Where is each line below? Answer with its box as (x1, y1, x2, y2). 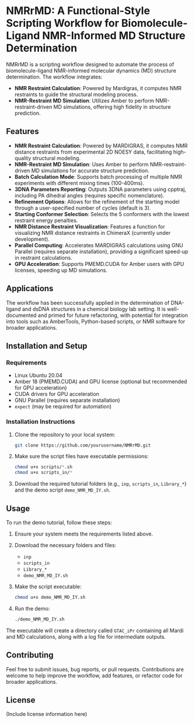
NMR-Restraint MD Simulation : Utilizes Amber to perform (14, 97, 155, 104)
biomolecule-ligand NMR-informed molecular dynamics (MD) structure (6, 67, 176, 74)
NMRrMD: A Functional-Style (6, 4, 151, 18)
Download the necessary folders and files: (14, 541, 117, 548)
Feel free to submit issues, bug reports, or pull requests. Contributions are (6, 666, 184, 673)
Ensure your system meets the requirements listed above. (14, 530, 154, 537)
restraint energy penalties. (14, 217, 78, 224)
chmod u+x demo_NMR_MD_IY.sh (14, 594, 86, 600)
